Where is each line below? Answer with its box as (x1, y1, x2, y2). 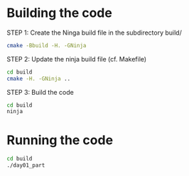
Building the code (6, 5, 113, 21)
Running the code (6, 132, 114, 148)
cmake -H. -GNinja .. (6, 75, 71, 82)
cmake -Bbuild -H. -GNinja (6, 42, 87, 49)
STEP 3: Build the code (6, 88, 74, 96)
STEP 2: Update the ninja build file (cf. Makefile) (6, 54, 147, 63)
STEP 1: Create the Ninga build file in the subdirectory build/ (6, 28, 182, 37)
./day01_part (6, 162, 45, 169)
